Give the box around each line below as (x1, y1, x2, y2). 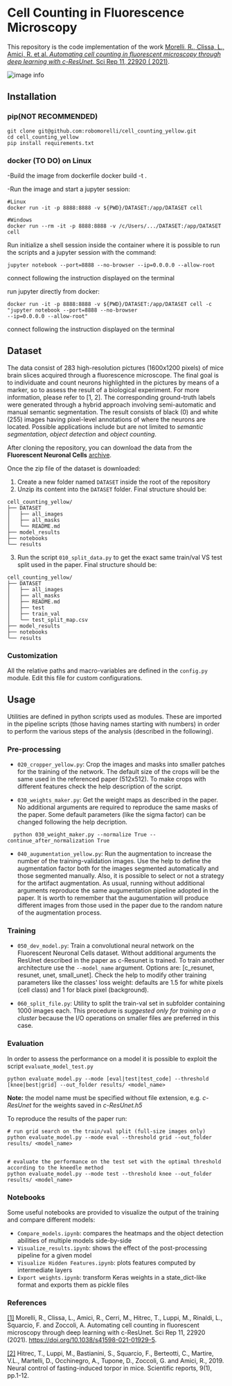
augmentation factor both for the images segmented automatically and (17, 864, 220, 872)
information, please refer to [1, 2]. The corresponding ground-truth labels (7, 393, 216, 401)
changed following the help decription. (17, 818, 128, 827)
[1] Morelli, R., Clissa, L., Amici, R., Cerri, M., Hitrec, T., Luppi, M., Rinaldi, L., (7, 1314, 223, 1322)
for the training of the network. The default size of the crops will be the (17, 768, 220, 776)
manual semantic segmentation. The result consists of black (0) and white (7, 407, 218, 416)
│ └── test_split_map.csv (7, 616, 89, 623)
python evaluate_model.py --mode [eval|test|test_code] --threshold (7, 1075, 209, 1082)
